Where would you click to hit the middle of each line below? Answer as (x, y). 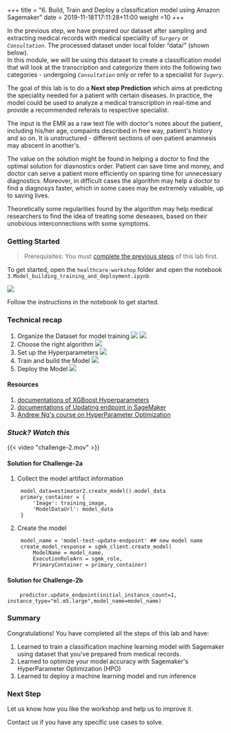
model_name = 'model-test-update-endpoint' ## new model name (112, 541)
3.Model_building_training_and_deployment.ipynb (78, 276)
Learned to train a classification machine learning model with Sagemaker (121, 646)
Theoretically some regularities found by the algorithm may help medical (110, 209)
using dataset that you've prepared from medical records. (99, 654)
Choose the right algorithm (55, 344)
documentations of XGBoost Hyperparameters (83, 400)
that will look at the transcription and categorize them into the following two (114, 67)
